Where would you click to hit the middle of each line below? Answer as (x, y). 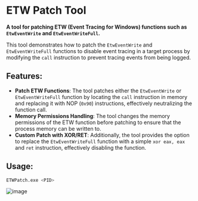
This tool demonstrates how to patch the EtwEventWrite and (79, 45)
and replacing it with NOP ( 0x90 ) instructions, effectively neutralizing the (103, 103)
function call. (31, 109)
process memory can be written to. (58, 128)
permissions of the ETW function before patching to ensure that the (98, 122)
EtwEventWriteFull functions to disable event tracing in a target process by (98, 51)
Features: (24, 76)
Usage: (20, 167)
